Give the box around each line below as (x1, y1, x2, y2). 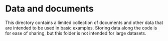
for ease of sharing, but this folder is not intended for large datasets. (5, 30, 146, 36)
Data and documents (5, 3, 94, 14)
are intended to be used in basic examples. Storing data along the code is (5, 24, 157, 30)
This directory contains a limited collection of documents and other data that (5, 19, 163, 25)
